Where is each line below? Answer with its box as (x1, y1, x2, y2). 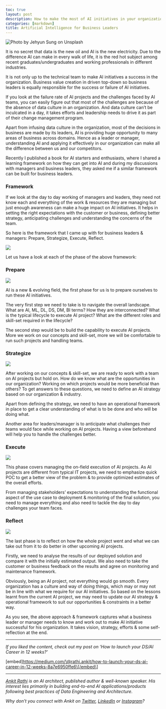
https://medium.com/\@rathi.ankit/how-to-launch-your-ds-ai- (22, 658, 148, 664)
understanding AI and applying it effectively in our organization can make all (5, 140, 160, 146)
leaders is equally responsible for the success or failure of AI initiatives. (5, 84, 151, 90)
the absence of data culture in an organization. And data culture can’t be (5, 105, 153, 111)
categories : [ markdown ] (5, 21, 55, 26)
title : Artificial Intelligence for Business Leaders (5, 26, 119, 31)
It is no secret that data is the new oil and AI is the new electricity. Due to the (5, 49, 161, 55)
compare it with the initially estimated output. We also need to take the (5, 558, 148, 564)
